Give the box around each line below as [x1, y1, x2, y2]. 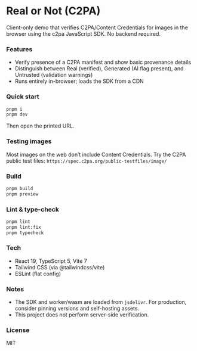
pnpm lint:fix [6, 224, 42, 230]
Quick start [6, 92, 40, 101]
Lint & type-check [6, 205, 60, 213]
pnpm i [6, 106, 23, 112]
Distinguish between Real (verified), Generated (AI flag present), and [14, 65, 184, 72]
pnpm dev [6, 111, 28, 117]
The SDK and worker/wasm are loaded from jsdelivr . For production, [14, 299, 187, 306]
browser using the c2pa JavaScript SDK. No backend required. [6, 30, 161, 37]
